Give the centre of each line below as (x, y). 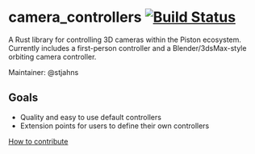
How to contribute (38, 141)
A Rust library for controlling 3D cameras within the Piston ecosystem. (125, 40)
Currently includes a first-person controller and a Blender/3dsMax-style (127, 48)
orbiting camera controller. (52, 56)
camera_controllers (75, 17)
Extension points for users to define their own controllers (115, 126)
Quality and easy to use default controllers (90, 117)
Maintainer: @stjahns (44, 72)
